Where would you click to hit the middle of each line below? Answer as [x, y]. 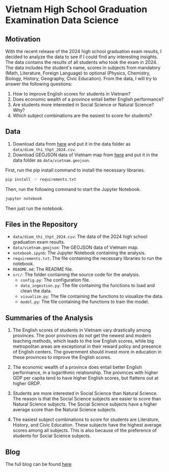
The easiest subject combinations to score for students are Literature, [86, 419]
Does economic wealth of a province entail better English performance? [88, 99]
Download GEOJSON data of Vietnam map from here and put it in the [85, 155]
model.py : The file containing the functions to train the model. [84, 302]
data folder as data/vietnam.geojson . [51, 160]
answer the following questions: [39, 84]
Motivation [23, 39]
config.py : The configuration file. [55, 280]
